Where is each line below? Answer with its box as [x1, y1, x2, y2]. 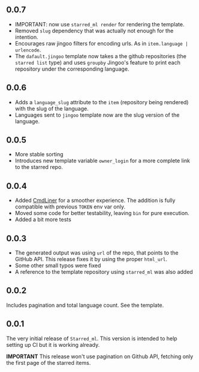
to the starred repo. [14, 164, 63, 171]
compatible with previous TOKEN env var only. [14, 203, 126, 210]
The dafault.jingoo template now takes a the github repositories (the [14, 52, 187, 59]
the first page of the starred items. [6, 359, 91, 366]
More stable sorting [14, 151, 64, 158]
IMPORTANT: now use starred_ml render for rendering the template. [14, 20, 185, 28]
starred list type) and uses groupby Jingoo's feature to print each [14, 59, 181, 66]
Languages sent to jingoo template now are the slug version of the [14, 111, 180, 119]
